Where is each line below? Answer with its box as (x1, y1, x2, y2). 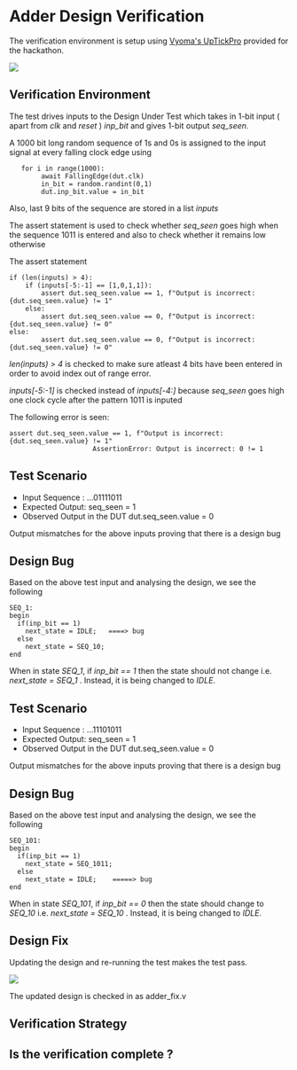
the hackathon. (9, 44, 65, 55)
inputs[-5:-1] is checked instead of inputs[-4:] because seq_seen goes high (9, 385, 285, 395)
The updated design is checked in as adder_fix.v (9, 990, 187, 1001)
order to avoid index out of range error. (9, 368, 152, 379)
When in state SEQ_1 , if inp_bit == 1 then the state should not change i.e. (9, 666, 272, 676)
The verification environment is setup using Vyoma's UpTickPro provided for (9, 35, 289, 46)
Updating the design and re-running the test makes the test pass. (9, 957, 248, 967)
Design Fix (9, 933, 69, 949)
